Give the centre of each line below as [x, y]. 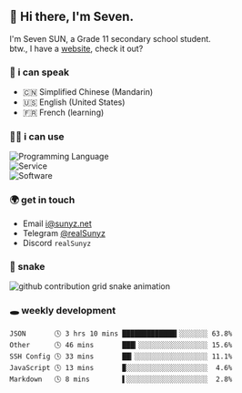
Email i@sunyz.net [57, 223]
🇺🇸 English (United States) [74, 102]
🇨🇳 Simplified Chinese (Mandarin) [88, 92]
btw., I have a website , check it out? [76, 48]
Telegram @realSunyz [64, 233]
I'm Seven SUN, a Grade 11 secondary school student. [110, 38]
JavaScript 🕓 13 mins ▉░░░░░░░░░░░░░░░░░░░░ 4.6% [121, 368]
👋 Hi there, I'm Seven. [72, 17]
